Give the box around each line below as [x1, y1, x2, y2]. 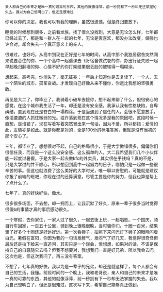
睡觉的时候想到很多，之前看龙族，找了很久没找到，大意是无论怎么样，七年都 [5, 29, 158, 35]
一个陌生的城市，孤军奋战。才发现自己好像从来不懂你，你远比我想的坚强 [5, 80, 149, 86]
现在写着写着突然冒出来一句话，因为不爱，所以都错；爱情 [38, 121, 154, 126]
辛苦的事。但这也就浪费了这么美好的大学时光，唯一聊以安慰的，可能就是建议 [5, 168, 158, 173]
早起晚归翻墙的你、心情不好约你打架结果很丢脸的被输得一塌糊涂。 [5, 64, 137, 69]
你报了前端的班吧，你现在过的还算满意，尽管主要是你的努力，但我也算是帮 [5, 174, 154, 179]
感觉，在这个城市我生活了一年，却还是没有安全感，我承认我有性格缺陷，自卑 [5, 103, 158, 108]
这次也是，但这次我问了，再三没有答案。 [5, 253, 86, 259]
